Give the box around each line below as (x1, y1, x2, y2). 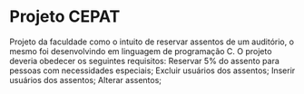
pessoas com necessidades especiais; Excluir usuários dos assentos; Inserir (9, 65, 296, 76)
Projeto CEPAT (9, 6, 121, 27)
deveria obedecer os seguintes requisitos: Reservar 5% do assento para (9, 55, 279, 66)
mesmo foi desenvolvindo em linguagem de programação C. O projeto (9, 45, 272, 56)
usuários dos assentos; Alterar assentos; (9, 74, 162, 85)
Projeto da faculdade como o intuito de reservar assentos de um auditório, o (9, 36, 295, 47)
